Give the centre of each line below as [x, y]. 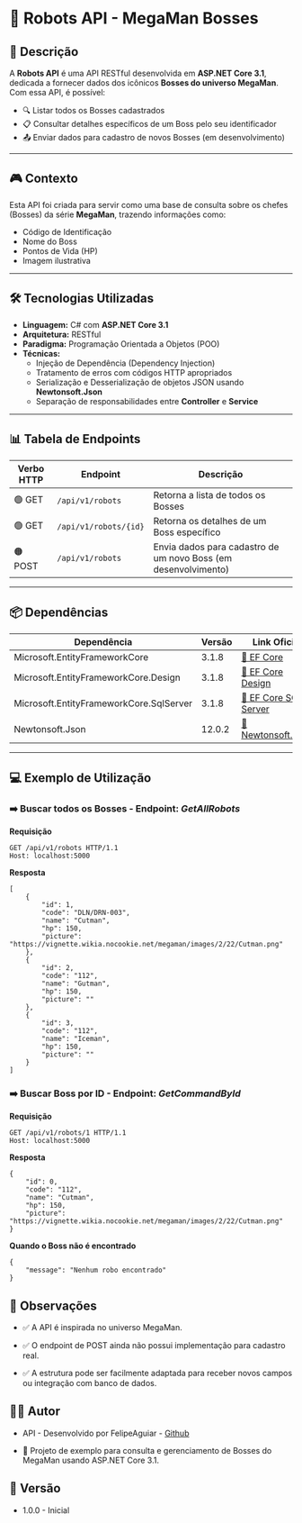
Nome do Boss [50, 241]
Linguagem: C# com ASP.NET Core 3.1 [95, 324]
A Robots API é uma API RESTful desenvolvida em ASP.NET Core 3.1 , [138, 73]
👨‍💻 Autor [35, 1412]
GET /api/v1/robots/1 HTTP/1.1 [68, 1133]
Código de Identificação [67, 231]
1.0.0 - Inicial [46, 1510]
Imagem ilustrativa [57, 260]
